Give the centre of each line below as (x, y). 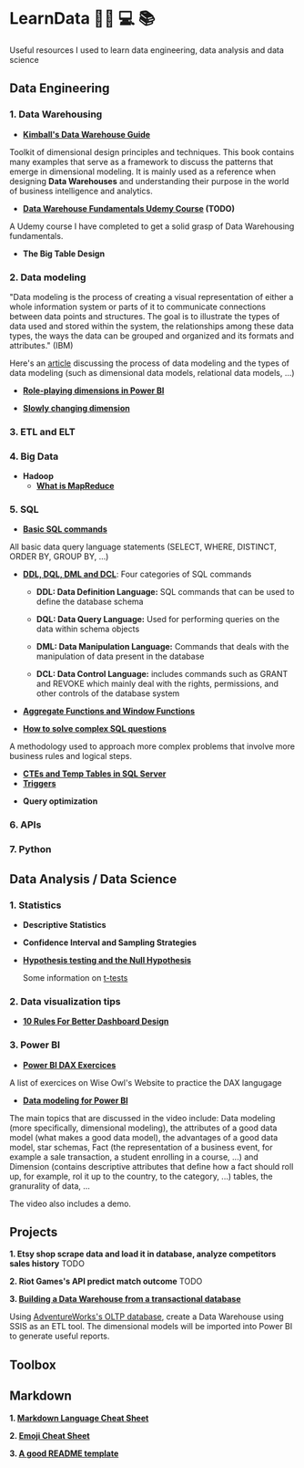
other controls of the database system (108, 693)
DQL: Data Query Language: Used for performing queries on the (158, 619)
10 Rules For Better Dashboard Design (96, 1021)
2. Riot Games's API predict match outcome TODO (106, 1281)
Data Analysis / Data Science (93, 879)
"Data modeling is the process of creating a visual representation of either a (152, 297)
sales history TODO (47, 1264)
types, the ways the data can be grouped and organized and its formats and (152, 336)
